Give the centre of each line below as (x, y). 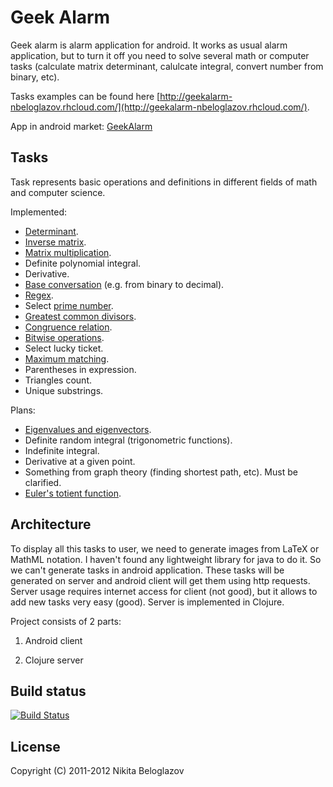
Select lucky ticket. (64, 348)
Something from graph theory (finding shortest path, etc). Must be (161, 472)
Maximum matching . (67, 358)
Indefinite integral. (62, 450)
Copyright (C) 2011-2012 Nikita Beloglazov (97, 771)
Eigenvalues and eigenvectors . (88, 429)
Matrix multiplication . (68, 252)
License (35, 746)
